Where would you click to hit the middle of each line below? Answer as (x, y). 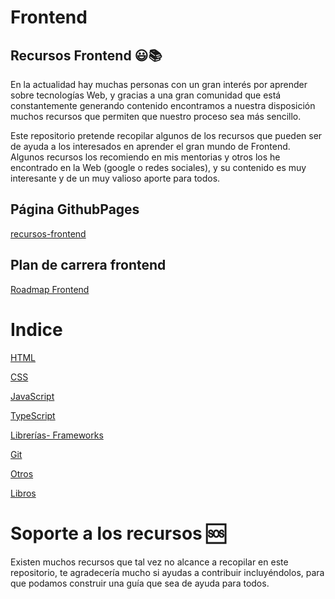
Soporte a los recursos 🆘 (118, 533)
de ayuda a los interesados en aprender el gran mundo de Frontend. (150, 146)
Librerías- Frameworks (57, 435)
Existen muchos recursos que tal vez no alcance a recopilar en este (149, 562)
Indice (36, 329)
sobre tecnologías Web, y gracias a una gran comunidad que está (146, 95)
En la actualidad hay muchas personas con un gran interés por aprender (159, 84)
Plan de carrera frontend (88, 265)
